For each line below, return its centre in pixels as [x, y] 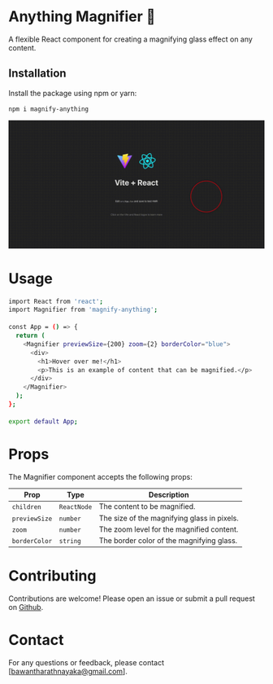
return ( [30, 336]
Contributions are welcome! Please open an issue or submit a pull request [132, 598]
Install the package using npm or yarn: [73, 93]
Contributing [52, 575]
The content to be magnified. [147, 506]
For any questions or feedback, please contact [87, 662]
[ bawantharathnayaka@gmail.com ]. [68, 671]
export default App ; [43, 421]
